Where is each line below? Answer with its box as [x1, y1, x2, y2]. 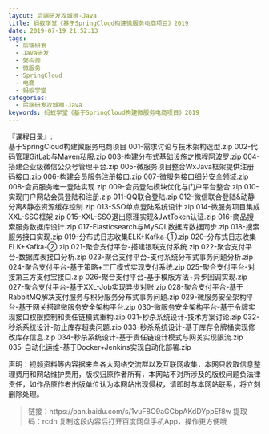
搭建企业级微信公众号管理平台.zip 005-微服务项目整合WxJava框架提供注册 [8, 162, 255, 171]
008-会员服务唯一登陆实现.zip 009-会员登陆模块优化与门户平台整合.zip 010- [8, 182, 259, 191]
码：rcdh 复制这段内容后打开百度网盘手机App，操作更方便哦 [27, 416, 227, 426]
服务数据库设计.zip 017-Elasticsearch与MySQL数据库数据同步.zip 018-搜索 [14, 222, 260, 231]
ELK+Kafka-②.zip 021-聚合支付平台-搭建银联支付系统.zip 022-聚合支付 [8, 242, 246, 251]
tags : [8, 34, 26, 43]
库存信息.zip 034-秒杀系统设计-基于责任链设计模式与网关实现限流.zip [14, 332, 243, 342]
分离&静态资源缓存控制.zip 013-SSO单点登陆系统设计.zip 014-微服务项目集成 [8, 202, 260, 211]
